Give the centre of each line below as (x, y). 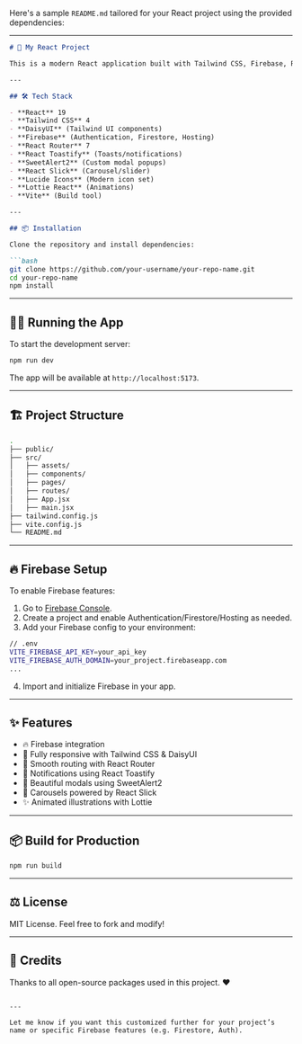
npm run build (36, 866)
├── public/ (31, 449)
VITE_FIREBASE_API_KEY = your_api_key (78, 652)
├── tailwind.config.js (54, 516)
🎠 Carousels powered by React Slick (89, 793)
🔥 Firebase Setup (58, 569)
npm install (31, 286)
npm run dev (31, 361)
